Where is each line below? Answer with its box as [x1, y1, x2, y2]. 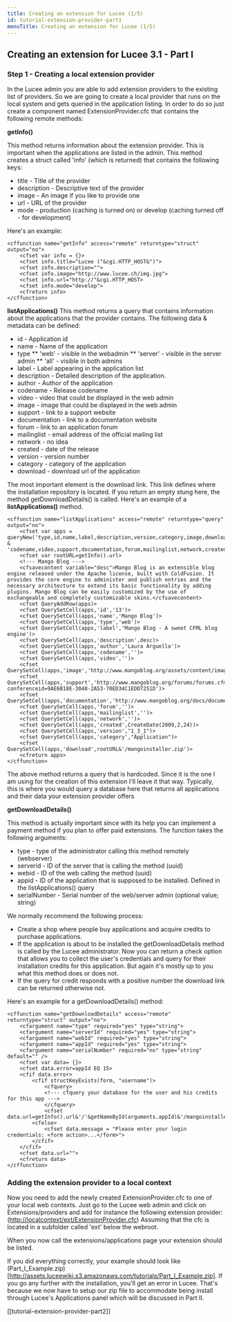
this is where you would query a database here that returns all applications [7, 785, 220, 793]
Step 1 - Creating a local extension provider [7, 69, 155, 79]
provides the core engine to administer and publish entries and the [7, 577, 212, 584]
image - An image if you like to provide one [17, 192, 140, 200]
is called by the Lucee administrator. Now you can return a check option [17, 947, 222, 956]
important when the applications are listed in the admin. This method [7, 149, 202, 157]
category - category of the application [17, 460, 126, 468]
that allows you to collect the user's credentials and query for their [17, 955, 206, 963]
